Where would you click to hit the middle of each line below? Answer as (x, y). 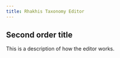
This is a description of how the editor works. (60, 49)
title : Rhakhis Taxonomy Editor (45, 11)
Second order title (39, 35)
